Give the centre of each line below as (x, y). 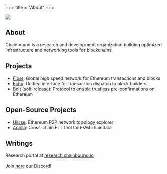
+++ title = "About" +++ (30, 7)
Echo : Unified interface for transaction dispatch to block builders (79, 83)
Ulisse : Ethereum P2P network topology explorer (63, 122)
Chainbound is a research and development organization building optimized (83, 44)
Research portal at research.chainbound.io (50, 155)
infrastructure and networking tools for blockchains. (59, 50)
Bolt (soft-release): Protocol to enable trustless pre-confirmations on (83, 89)
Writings (19, 143)
